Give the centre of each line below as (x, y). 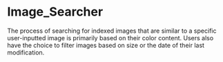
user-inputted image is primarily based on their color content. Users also (110, 37)
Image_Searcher (55, 12)
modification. (26, 52)
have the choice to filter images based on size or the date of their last (106, 45)
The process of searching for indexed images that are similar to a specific (112, 31)
